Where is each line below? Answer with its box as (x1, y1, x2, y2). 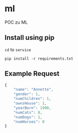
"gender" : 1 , (13, 92, 40, 97)
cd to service (4, 46, 32, 52)
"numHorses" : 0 (13, 119, 45, 124)
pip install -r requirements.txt (4, 56, 74, 61)
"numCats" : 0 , (13, 110, 42, 115)
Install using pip (4, 33, 55, 42)
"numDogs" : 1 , (13, 114, 42, 120)
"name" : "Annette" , (13, 87, 54, 92)
